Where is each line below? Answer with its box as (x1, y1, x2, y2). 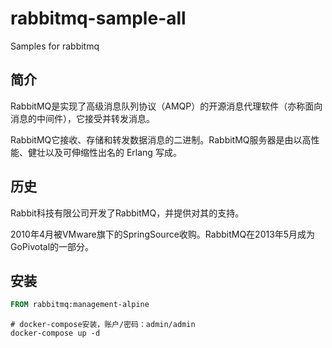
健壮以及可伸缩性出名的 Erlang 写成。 (27, 146, 182, 158)
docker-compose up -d (10, 328, 101, 339)
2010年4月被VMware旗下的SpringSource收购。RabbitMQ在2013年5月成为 (10, 228, 316, 240)
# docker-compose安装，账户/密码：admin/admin (10, 320, 196, 330)
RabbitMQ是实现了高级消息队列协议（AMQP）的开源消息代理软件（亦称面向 (10, 100, 323, 112)
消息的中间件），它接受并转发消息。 (10, 112, 155, 124)
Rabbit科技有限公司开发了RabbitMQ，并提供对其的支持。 (10, 207, 245, 219)
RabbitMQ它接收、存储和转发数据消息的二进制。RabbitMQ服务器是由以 (10, 133, 303, 146)
